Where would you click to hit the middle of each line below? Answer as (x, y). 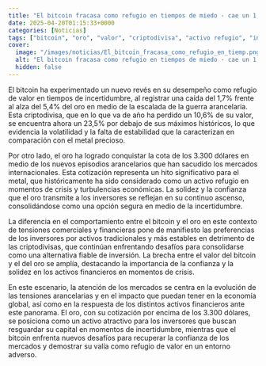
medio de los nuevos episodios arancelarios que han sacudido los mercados (133, 164)
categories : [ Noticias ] (47, 30)
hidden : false (38, 67)
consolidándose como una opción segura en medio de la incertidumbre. (125, 206)
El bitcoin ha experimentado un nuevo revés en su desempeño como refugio (133, 90)
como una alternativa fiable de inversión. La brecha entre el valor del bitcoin (132, 255)
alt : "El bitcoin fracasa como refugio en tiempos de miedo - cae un (132, 60)
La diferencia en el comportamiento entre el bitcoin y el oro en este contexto (133, 221)
